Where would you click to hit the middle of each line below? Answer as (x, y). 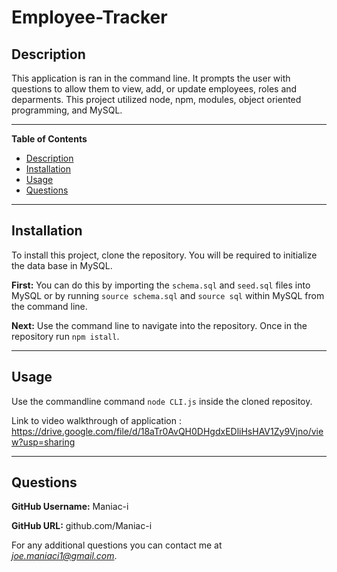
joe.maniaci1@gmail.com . (64, 556)
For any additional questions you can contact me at (117, 545)
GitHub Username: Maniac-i (70, 507)
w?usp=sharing (43, 442)
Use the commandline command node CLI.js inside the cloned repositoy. (162, 401)
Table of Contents (49, 139)
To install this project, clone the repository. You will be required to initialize (164, 255)
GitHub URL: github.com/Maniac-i (82, 526)
